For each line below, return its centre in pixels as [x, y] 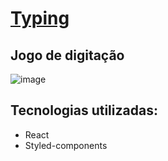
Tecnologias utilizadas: [84, 110]
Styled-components [66, 145]
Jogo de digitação [67, 55]
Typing [40, 18]
